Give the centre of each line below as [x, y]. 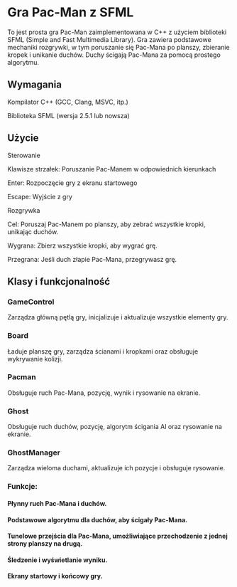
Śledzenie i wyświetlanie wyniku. [57, 560]
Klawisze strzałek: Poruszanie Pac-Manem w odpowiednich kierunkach [112, 169]
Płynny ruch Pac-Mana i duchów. [57, 503]
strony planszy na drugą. [45, 544]
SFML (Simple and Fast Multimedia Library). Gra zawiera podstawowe [109, 39]
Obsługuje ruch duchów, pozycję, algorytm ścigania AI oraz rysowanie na [115, 427]
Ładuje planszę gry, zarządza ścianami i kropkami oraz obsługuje [103, 351]
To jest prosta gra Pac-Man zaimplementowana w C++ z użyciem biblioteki [117, 32]
